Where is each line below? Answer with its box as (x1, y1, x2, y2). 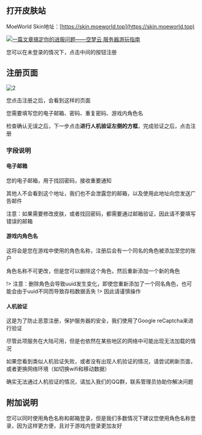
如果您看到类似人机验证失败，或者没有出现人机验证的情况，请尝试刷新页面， (6, 358, 196, 365)
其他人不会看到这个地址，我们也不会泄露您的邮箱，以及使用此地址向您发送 (6, 189, 191, 197)
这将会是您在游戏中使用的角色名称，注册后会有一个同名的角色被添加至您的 (6, 246, 191, 254)
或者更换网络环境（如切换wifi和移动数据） (6, 365, 110, 372)
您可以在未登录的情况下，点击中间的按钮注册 (6, 48, 117, 55)
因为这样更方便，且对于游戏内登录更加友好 (16, 422, 122, 429)
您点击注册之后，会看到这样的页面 (6, 96, 91, 104)
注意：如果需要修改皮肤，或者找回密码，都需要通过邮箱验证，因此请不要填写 (6, 210, 196, 217)
